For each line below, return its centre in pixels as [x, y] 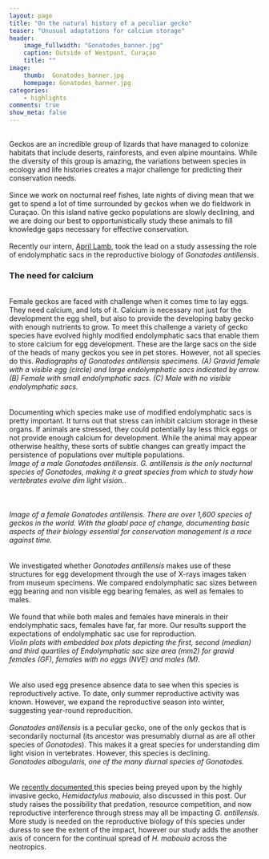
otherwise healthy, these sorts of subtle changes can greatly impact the [128, 447]
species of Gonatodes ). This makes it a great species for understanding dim [134, 745]
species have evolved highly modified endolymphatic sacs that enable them [134, 336]
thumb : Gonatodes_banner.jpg [74, 75]
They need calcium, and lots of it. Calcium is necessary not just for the [125, 310]
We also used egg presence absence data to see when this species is [124, 685]
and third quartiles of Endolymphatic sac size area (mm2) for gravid [122, 651]
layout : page [31, 16]
